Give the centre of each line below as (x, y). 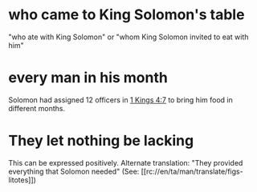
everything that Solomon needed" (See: (74, 171)
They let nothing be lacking (101, 141)
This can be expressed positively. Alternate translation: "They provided (126, 162)
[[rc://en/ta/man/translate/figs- (192, 171)
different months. (37, 108)
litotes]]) (22, 180)
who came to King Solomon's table (126, 15)
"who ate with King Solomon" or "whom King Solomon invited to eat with (128, 37)
